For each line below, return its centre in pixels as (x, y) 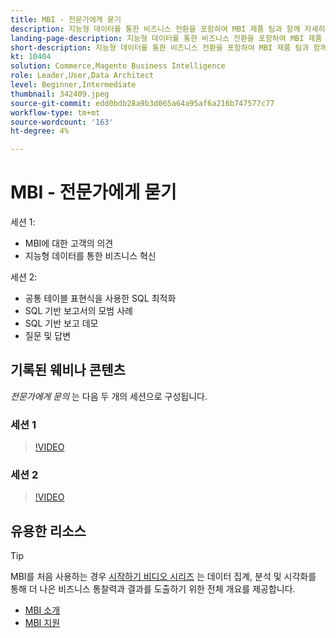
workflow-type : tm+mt (55, 112)
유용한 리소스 (48, 531)
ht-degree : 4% (40, 131)
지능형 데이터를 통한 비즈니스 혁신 (90, 256)
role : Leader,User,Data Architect (82, 76)
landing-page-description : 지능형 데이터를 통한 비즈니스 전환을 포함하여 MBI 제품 (166, 38)
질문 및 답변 (48, 336)
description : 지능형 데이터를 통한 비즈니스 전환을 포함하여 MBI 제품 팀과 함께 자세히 (168, 29)
